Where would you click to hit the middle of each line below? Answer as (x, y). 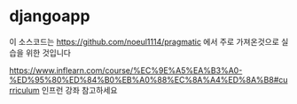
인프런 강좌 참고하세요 (79, 90)
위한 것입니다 (48, 52)
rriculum (24, 90)
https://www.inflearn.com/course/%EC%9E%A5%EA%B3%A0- (126, 70)
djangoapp (50, 16)
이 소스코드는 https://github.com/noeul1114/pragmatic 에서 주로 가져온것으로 (144, 41)
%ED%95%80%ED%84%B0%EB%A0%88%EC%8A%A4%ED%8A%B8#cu (148, 79)
